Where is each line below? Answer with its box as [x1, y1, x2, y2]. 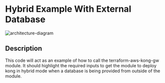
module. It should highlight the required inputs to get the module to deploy [5, 62, 157, 68]
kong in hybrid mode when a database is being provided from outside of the [5, 68, 161, 74]
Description [5, 44, 42, 53]
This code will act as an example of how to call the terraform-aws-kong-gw [5, 57, 160, 63]
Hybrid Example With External [5, 3, 131, 15]
